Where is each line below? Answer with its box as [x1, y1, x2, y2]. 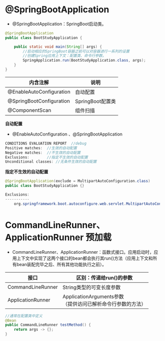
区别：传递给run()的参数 [76, 274, 133, 281]
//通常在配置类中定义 [5, 313, 43, 318]
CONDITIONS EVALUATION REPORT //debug [5, 141, 87, 146]
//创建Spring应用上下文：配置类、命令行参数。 [23, 53, 107, 58]
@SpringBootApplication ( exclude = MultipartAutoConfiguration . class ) [5, 179, 151, 184]
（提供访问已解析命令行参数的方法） [62, 300, 146, 307]
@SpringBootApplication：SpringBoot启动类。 [12, 21, 107, 27]
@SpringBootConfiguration [7, 98, 70, 104]
